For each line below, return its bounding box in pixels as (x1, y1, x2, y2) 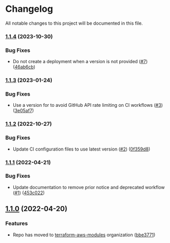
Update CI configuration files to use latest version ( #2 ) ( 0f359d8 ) (12, 146, 151, 152)
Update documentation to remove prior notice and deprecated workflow (12, 184, 165, 190)
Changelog (5, 3, 53, 15)
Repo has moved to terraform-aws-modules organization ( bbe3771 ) (12, 232, 156, 238)
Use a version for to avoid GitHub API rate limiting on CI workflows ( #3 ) (12, 102, 163, 108)
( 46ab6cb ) (12, 64, 36, 70)
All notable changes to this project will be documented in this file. (5, 20, 143, 26)
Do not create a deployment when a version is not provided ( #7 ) (12, 59, 148, 65)
